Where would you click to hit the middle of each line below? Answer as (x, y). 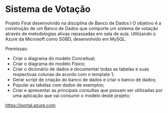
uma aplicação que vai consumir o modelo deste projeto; (71, 95)
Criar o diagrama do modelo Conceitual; (54, 58)
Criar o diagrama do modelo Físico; (49, 63)
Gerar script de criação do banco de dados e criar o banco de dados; (85, 79)
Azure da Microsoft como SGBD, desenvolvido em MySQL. (66, 39)
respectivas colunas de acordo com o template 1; (63, 74)
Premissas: (17, 48)
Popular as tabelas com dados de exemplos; (58, 85)
